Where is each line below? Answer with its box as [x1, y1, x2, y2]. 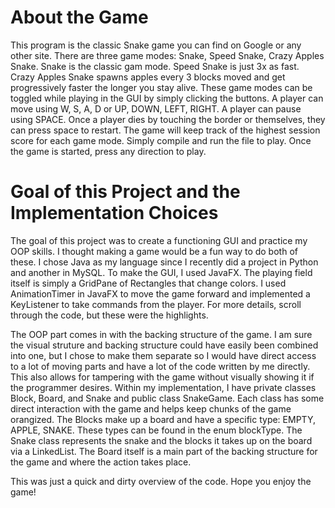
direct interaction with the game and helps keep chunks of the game [10, 402, 292, 415]
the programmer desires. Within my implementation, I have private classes [10, 381, 317, 393]
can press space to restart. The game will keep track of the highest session [10, 124, 321, 136]
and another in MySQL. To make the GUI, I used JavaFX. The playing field [10, 266, 313, 278]
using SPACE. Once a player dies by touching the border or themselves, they [10, 113, 326, 125]
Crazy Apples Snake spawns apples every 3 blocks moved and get [10, 71, 286, 83]
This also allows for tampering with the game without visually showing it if [10, 371, 315, 383]
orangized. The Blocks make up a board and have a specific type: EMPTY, [10, 413, 316, 425]
